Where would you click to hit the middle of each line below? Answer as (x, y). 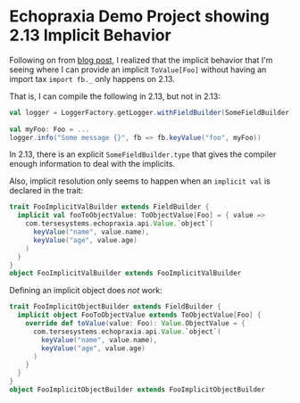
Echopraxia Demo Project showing (140, 16)
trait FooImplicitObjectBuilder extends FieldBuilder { (115, 307)
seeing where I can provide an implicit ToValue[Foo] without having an (138, 70)
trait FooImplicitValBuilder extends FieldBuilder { (109, 207)
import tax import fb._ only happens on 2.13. (92, 78)
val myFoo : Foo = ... (50, 129)
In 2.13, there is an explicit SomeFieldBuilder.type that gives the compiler (143, 154)
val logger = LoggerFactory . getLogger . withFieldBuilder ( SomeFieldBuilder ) (151, 112)
